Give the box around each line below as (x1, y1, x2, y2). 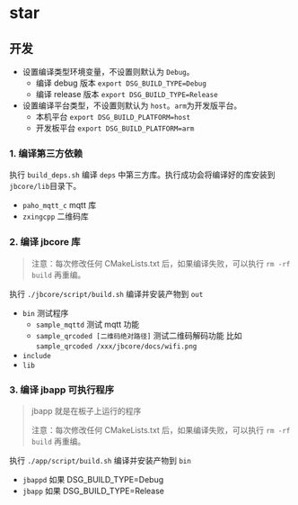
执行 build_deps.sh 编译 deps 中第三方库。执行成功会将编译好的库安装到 (9, 169, 276, 180)
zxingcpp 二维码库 (22, 211, 90, 222)
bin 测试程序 (22, 307, 69, 318)
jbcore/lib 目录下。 (9, 181, 82, 192)
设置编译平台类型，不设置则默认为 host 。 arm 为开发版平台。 (22, 100, 242, 111)
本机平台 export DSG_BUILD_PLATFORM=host (35, 112, 191, 122)
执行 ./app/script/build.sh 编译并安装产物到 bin (9, 455, 191, 465)
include (22, 351, 51, 360)
